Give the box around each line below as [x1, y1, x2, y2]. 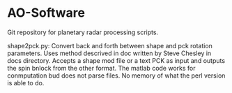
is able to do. [7, 78, 45, 87]
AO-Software [7, 5, 86, 21]
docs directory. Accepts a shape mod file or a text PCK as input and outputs [7, 56, 225, 64]
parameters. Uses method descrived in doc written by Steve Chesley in [7, 49, 212, 57]
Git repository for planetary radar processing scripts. [7, 28, 159, 36]
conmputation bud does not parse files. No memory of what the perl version [7, 71, 226, 80]
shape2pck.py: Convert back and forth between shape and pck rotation [7, 41, 212, 50]
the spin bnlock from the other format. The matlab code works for [7, 64, 196, 72]
